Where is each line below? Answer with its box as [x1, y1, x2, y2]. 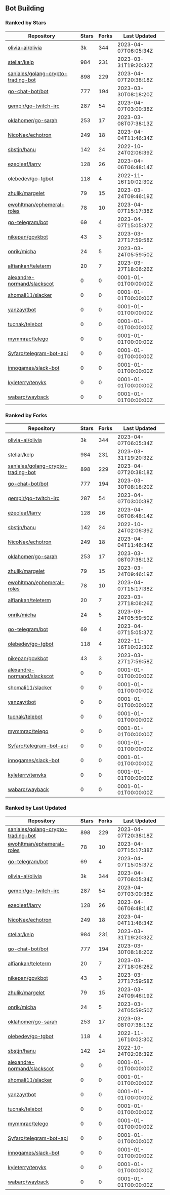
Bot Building [5, 4, 45, 13]
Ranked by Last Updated [5, 804, 67, 811]
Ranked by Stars [5, 19, 47, 26]
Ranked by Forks [5, 412, 47, 419]
